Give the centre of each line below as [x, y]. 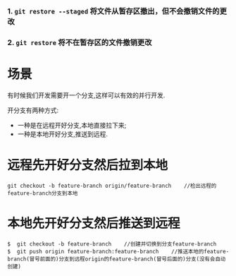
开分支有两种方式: [33, 110]
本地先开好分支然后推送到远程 [94, 223]
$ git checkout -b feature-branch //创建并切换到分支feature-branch [112, 244]
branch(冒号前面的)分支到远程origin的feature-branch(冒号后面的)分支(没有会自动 [117, 259]
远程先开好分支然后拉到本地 [88, 165]
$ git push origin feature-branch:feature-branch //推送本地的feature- [118, 251]
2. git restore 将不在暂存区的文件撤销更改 [80, 42]
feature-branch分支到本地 [43, 193]
